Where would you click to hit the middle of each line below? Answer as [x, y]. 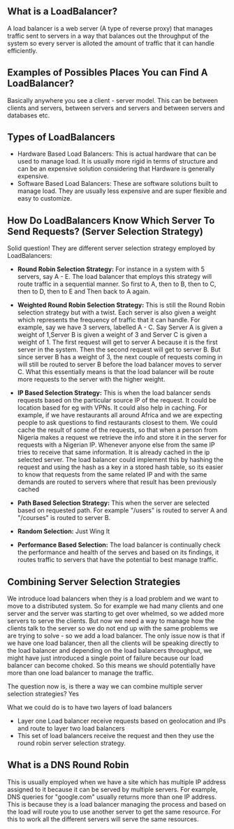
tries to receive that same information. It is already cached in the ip [114, 452]
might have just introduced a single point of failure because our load [105, 658]
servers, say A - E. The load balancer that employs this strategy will [114, 277]
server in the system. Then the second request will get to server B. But [119, 349]
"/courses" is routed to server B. [64, 518]
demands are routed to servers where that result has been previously [117, 482]
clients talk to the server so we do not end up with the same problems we [113, 628]
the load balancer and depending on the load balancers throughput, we [110, 651]
